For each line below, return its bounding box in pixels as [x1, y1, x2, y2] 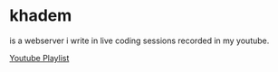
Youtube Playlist [9, 52, 70, 63]
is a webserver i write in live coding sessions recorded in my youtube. [9, 35, 270, 46]
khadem [9, 5, 72, 26]
